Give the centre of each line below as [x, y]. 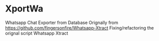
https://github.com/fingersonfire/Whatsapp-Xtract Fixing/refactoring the [79, 27]
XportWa [24, 9]
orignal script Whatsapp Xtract [37, 33]
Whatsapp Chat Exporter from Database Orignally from [62, 22]
